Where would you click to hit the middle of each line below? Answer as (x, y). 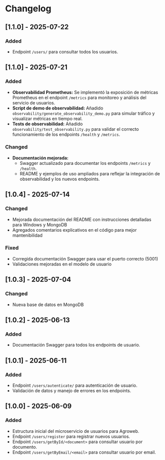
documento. (25, 447)
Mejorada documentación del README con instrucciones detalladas (82, 219)
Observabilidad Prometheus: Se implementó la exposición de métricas (85, 92)
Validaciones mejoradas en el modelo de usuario (62, 264)
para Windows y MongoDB (40, 225)
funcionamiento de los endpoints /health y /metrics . (66, 134)
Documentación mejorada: (40, 158)
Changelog (28, 9)
